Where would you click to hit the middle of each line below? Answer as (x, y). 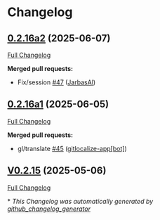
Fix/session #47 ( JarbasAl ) (56, 82)
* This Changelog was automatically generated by (80, 201)
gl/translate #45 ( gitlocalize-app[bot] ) (72, 148)
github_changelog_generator (49, 209)
